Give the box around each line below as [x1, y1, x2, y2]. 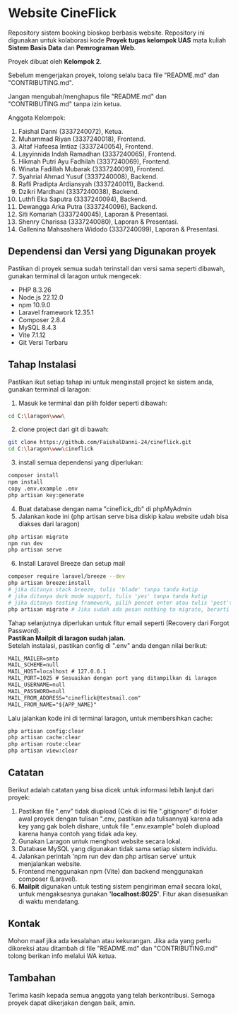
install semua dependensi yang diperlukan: [18, 458, 143, 467]
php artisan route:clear [8, 741, 81, 748]
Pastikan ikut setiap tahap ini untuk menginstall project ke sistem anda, [8, 377, 214, 386]
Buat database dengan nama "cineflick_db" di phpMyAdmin [18, 504, 192, 513]
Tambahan [8, 972, 56, 984]
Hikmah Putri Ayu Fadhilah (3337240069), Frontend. [18, 157, 171, 166]
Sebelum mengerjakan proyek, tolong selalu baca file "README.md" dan [8, 71, 220, 79]
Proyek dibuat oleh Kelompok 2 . [8, 57, 102, 65]
